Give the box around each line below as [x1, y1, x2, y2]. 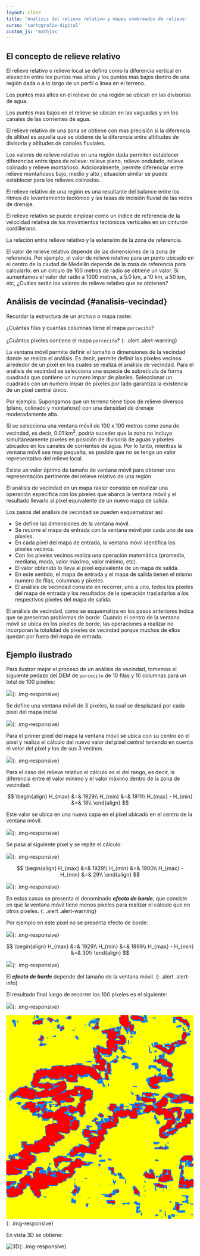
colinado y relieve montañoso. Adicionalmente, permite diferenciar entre [6, 164, 183, 171]
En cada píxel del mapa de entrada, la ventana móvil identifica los [14, 539, 176, 546]
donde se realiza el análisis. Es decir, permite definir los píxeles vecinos [6, 354, 182, 361]
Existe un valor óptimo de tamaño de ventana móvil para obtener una [6, 466, 176, 473]
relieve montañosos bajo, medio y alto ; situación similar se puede [6, 170, 168, 177]
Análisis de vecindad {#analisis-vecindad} [6, 297, 168, 307]
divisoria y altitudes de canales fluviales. [6, 140, 106, 147]
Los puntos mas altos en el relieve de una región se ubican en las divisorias [6, 91, 192, 98]
